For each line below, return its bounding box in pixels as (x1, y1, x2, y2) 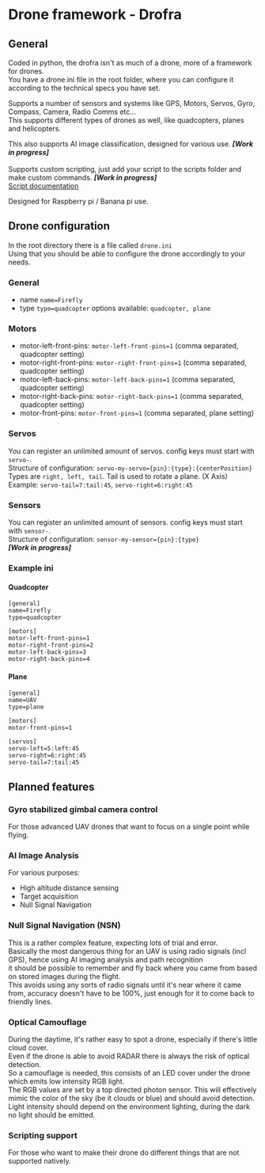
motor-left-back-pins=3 (8, 648, 87, 656)
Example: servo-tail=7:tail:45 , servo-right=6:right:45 (8, 480, 193, 489)
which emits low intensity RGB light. (8, 1076, 125, 1086)
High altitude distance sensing (19, 883, 119, 893)
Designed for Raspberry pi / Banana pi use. (8, 196, 149, 206)
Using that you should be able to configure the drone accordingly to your (8, 249, 246, 258)
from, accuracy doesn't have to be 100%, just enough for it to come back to (8, 988, 255, 998)
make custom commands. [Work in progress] (8, 173, 157, 182)
